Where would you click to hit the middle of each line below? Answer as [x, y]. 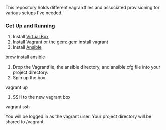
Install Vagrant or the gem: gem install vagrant [60, 42]
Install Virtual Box [30, 37]
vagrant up [17, 87]
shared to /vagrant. [25, 122]
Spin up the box [29, 78]
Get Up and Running [30, 26]
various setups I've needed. [34, 13]
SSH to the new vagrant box [41, 97]
